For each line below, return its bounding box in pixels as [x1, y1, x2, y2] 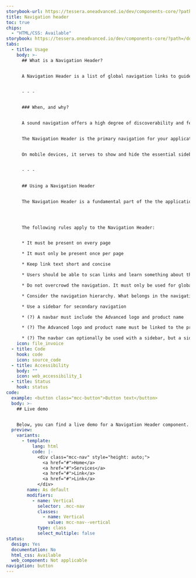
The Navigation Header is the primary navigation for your [21, 136, 168, 142]
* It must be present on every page [21, 240, 111, 246]
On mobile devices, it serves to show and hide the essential [21, 152, 176, 157]
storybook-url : [6, 8, 43, 15]
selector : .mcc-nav [37, 503, 85, 509]
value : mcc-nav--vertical [47, 519, 111, 525]
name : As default [27, 487, 69, 493]
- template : [21, 438, 51, 444]
